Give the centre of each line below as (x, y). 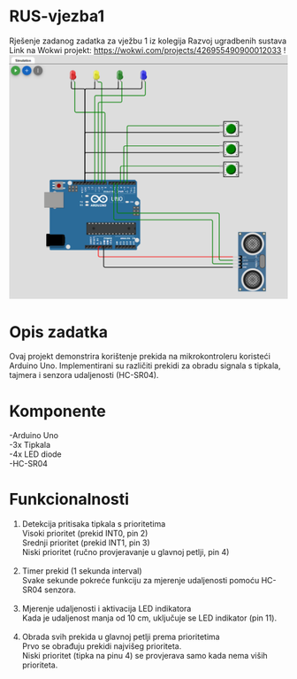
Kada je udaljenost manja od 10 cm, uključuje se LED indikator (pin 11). (149, 618)
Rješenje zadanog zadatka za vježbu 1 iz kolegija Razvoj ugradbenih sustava (148, 41)
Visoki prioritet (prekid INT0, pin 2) (85, 534)
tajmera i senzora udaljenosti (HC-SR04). (84, 375)
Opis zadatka (59, 332)
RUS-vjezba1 (57, 16)
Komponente (57, 411)
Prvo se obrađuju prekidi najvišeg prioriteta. (102, 646)
